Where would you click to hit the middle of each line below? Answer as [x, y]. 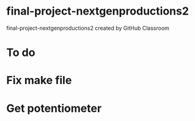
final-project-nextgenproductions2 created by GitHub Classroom [88, 28]
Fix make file [39, 81]
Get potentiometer [54, 108]
